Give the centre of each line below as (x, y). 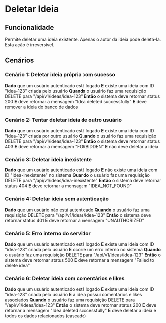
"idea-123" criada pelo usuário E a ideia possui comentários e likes (74, 295)
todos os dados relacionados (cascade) (46, 316)
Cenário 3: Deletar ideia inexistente (49, 159)
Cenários (20, 61)
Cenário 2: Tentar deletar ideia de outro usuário (64, 120)
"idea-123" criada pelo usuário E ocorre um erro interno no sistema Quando (83, 249)
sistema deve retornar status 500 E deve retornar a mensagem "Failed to (80, 260)
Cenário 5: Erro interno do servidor (48, 233)
